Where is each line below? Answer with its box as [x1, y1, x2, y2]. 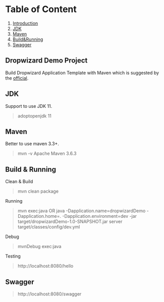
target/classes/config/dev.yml [17, 224, 80, 230]
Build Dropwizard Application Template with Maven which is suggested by [5, 70, 159, 76]
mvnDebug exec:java [17, 244, 62, 250]
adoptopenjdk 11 [17, 112, 52, 119]
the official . [5, 75, 29, 81]
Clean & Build [5, 178, 33, 185]
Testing [5, 253, 21, 259]
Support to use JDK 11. [5, 103, 52, 109]
